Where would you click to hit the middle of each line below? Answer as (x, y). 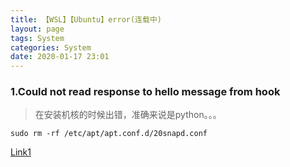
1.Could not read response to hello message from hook (145, 92)
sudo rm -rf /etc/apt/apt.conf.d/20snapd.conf (109, 134)
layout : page (37, 29)
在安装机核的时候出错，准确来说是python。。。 (128, 115)
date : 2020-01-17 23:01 (60, 57)
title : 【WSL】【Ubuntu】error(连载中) (86, 19)
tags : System (37, 38)
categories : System (51, 47)
